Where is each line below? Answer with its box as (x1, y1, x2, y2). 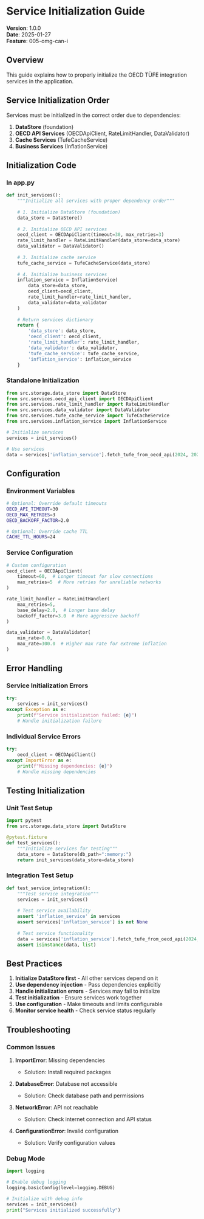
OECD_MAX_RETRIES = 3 (6, 512, 56, 518)
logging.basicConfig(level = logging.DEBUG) (6, 1184, 115, 1190)
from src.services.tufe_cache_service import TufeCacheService (6, 412, 170, 419)
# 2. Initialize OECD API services (17, 226, 107, 232)
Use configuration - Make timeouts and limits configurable (15, 1001, 163, 1008)
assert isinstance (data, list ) (17, 942, 97, 948)
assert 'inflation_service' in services (17, 914, 121, 920)
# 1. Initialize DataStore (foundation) (17, 209, 121, 215)
